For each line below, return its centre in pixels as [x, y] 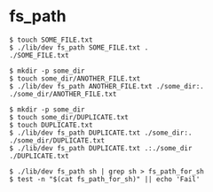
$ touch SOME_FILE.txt [51, 40]
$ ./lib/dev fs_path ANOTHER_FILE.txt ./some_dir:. [106, 86]
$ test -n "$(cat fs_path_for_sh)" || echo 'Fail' [105, 179]
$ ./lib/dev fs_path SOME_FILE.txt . [79, 47]
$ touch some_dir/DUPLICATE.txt [69, 117]
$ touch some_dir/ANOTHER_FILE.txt [75, 78]
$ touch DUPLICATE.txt [51, 125]
